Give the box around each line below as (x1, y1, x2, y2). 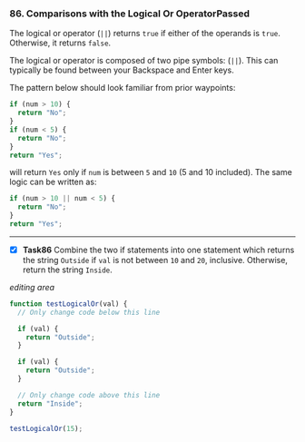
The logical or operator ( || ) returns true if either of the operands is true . (9, 28, 281, 39)
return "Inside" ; (17, 398, 84, 408)
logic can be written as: (9, 176, 97, 188)
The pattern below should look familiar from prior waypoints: (9, 83, 236, 93)
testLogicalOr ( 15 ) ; (9, 424, 84, 433)
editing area (9, 281, 55, 292)
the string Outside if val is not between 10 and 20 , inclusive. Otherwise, (22, 254, 289, 265)
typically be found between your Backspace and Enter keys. (9, 64, 234, 75)
